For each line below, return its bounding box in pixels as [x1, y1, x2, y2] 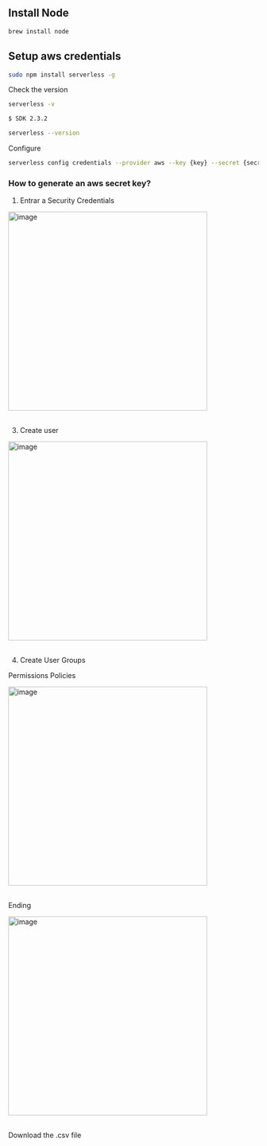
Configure [8, 143, 41, 153]
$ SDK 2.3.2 [8, 115, 48, 123]
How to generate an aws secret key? [8, 177, 151, 189]
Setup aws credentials [8, 49, 122, 63]
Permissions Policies [8, 671, 76, 680]
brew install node [8, 27, 69, 35]
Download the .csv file [8, 1130, 82, 1140]
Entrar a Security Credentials [19, 196, 115, 205]
